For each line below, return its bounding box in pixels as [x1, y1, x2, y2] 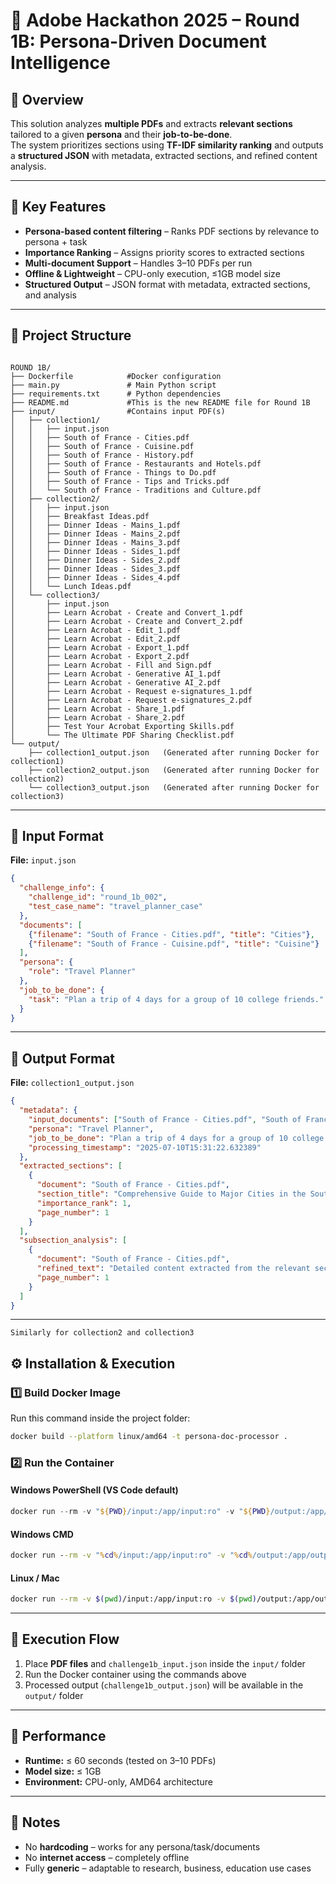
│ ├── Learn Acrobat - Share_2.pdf [10, 712, 186, 723]
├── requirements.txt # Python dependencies [10, 389, 222, 399]
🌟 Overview [10, 91, 84, 108]
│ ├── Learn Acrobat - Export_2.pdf [10, 651, 190, 661]
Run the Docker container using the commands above [24, 1668, 247, 1680]
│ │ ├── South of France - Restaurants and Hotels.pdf [10, 459, 262, 469]
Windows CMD [10, 1528, 74, 1540]
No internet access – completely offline [24, 1851, 190, 1863]
